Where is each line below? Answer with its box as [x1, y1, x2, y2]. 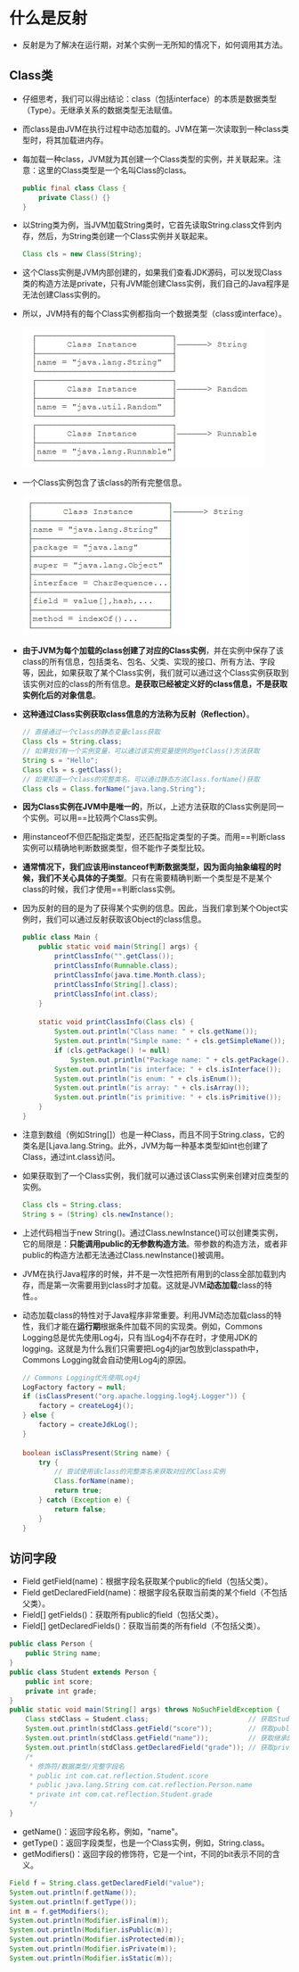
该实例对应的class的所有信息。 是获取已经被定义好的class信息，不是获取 [21, 679, 287, 690]
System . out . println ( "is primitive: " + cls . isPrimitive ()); [54, 1093, 282, 1102]
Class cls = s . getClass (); [21, 765, 123, 775]
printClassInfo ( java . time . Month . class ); [54, 970, 206, 980]
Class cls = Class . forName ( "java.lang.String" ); [21, 784, 206, 793]
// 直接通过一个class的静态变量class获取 [21, 728, 161, 737]
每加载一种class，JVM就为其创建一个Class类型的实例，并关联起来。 [21, 153, 274, 164]
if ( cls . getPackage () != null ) [54, 1046, 171, 1055]
